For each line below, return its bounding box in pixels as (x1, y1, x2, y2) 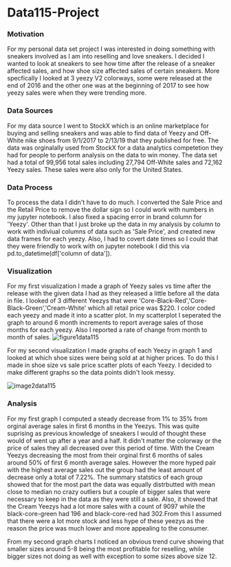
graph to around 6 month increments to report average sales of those (7, 318, 203, 327)
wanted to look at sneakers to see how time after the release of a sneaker (7, 60, 215, 68)
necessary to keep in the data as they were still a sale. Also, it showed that (7, 495, 218, 503)
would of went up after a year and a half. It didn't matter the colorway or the (7, 436, 222, 445)
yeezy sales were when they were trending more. (7, 89, 146, 97)
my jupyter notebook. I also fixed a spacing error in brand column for (7, 213, 202, 221)
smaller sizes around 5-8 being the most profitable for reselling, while (7, 544, 204, 553)
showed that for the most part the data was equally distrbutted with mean (7, 480, 215, 489)
